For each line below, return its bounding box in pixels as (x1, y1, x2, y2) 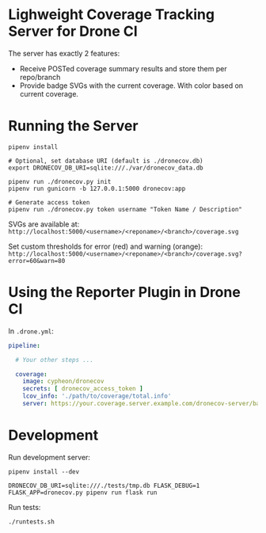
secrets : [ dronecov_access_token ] (22, 385, 144, 393)
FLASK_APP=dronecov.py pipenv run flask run (8, 489, 158, 497)
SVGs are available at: (8, 219, 80, 229)
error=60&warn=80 (8, 257, 66, 265)
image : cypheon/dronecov (22, 378, 104, 386)
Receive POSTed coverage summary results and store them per (19, 63, 227, 73)
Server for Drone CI (8, 22, 139, 40)
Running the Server (8, 117, 139, 135)
